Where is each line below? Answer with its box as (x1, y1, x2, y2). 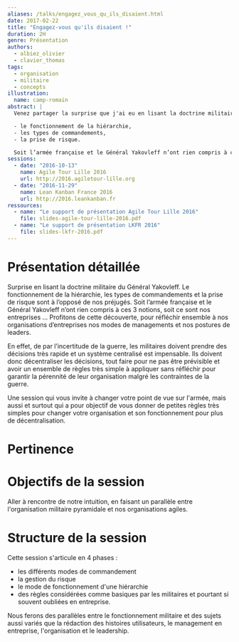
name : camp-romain (14, 97, 69, 104)
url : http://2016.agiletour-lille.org (20, 175, 135, 182)
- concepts (14, 83, 46, 90)
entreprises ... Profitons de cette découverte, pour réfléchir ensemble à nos (7, 313, 229, 321)
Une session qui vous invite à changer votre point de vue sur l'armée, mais (7, 393, 226, 402)
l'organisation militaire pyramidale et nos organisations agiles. (7, 504, 188, 513)
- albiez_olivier (14, 51, 65, 58)
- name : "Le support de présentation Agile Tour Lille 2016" (14, 208, 199, 216)
